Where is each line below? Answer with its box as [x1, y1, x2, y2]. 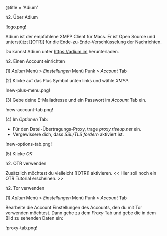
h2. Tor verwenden [5, 185, 45, 191]
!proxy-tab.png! [5, 225, 38, 231]
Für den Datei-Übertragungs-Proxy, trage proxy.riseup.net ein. [12, 126, 142, 132]
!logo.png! [5, 24, 27, 30]
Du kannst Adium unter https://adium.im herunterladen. [5, 49, 119, 54]
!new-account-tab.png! [5, 107, 54, 112]
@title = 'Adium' [5, 5, 39, 10]
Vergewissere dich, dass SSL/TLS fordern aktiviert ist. [12, 131, 124, 137]
